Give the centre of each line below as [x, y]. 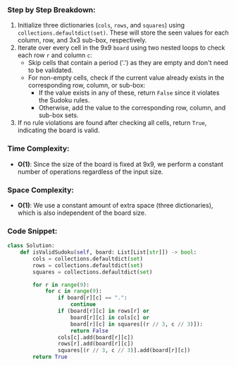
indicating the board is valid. [58, 130]
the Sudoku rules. [64, 100]
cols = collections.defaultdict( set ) [88, 259]
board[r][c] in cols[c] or [110, 317]
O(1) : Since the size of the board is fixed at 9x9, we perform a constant [120, 164]
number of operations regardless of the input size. [90, 172]
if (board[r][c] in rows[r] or [104, 311]
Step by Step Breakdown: [51, 10]
